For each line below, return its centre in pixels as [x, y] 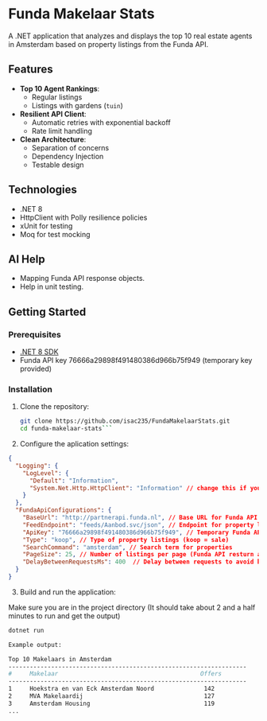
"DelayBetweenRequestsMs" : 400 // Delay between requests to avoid [138, 562]
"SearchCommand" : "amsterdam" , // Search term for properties [128, 547]
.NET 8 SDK [39, 352]
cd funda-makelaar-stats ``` [66, 429]
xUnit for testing [46, 226]
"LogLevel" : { [46, 473]
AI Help [27, 259]
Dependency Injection [68, 156]
